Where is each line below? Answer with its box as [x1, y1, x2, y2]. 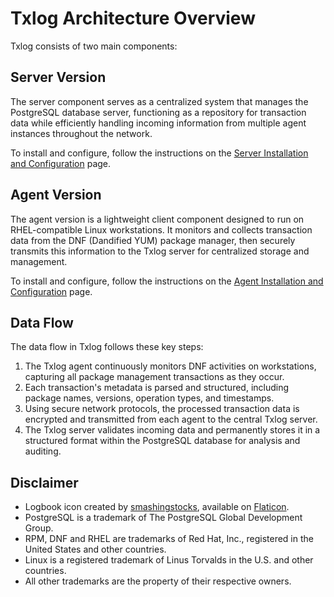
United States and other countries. [24, 543, 167, 556]
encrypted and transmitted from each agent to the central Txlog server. [24, 413, 318, 426]
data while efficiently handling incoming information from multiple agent [10, 117, 307, 129]
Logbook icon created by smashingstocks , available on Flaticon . [24, 501, 290, 513]
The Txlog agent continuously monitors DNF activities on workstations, [24, 360, 317, 372]
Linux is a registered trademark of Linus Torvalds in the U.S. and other [24, 554, 314, 566]
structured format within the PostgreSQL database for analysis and [24, 435, 301, 447]
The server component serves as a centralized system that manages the [10, 95, 309, 107]
